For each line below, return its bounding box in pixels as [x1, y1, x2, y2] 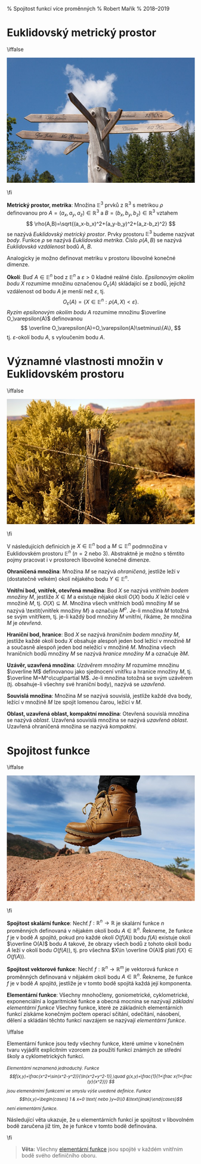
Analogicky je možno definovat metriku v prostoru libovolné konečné [7, 255, 176, 262]
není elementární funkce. [7, 1105, 58, 1112]
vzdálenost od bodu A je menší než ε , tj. [7, 287, 105, 295]
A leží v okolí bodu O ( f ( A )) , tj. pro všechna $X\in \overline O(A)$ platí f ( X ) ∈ [7, 946, 193, 954]
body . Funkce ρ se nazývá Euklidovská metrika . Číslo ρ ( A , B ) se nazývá [7, 237, 183, 244]
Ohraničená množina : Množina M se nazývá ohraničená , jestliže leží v [7, 568, 180, 575]
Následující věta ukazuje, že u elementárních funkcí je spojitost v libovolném [7, 1116, 194, 1123]
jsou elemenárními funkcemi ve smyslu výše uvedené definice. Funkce [7, 1088, 151, 1094]
